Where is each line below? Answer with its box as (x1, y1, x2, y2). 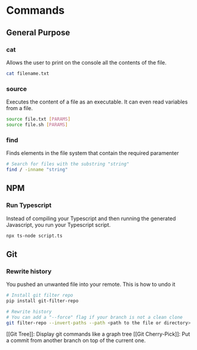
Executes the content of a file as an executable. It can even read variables (6, 98, 188, 105)
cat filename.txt (6, 70, 50, 77)
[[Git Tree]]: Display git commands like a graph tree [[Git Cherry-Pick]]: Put (6, 330, 190, 338)
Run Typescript (6, 201, 52, 209)
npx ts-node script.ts (6, 233, 63, 239)
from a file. (6, 105, 33, 112)
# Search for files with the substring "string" (6, 161, 130, 168)
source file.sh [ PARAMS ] (6, 121, 68, 127)
